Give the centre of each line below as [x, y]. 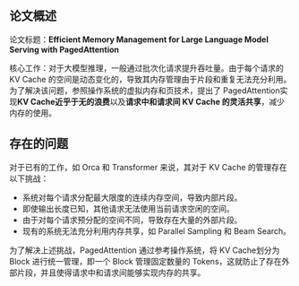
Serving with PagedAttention [64, 49]
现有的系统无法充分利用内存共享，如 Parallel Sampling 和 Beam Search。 [157, 230]
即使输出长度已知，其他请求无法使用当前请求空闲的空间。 [128, 208]
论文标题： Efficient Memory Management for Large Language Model [139, 39]
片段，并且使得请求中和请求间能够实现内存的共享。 [111, 273]
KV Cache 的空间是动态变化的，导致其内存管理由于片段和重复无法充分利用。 [150, 79]
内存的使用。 [33, 113]
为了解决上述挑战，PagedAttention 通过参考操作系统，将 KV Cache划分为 [145, 250]
